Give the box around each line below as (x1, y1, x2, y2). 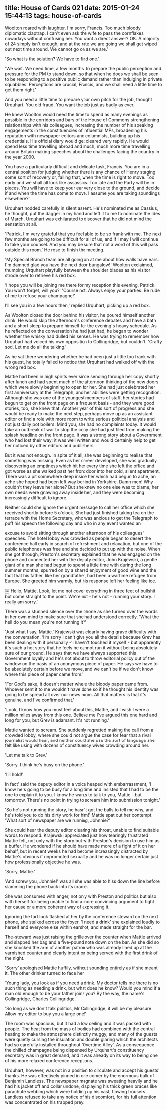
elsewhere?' (5, 195, 30, 201)
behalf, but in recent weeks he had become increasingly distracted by (5, 848, 148, 854)
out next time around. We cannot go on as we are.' (5, 46, 108, 52)
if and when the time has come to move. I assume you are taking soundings (5, 190, 160, 196)
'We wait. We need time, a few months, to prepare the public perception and (5, 65, 162, 71)
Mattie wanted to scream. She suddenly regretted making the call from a (5, 727, 154, 733)
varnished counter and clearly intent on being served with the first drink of (5, 950, 158, 956)
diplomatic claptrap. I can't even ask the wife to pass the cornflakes (5, 30, 144, 36)
